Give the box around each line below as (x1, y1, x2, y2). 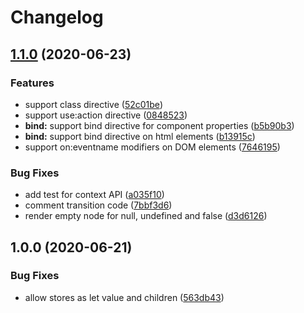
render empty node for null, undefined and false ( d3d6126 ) (24, 210, 268, 222)
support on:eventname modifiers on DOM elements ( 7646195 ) (24, 141, 281, 153)
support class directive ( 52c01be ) (24, 98, 163, 110)
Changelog (10, 6, 104, 29)
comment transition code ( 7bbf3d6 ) (24, 199, 173, 211)
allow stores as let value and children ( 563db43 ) (24, 291, 225, 303)
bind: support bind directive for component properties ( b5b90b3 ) (24, 119, 295, 131)
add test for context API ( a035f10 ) (24, 189, 165, 201)
